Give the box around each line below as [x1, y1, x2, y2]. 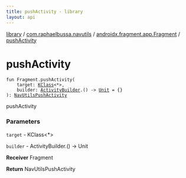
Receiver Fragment [6, 154, 53, 161]
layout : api [6, 14, 35, 20]
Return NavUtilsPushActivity [6, 165, 76, 172]
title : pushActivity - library [6, 8, 83, 15]
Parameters [6, 118, 40, 126]
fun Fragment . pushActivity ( [6, 77, 76, 83]
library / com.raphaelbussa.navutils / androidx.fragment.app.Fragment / [6, 30, 180, 37]
